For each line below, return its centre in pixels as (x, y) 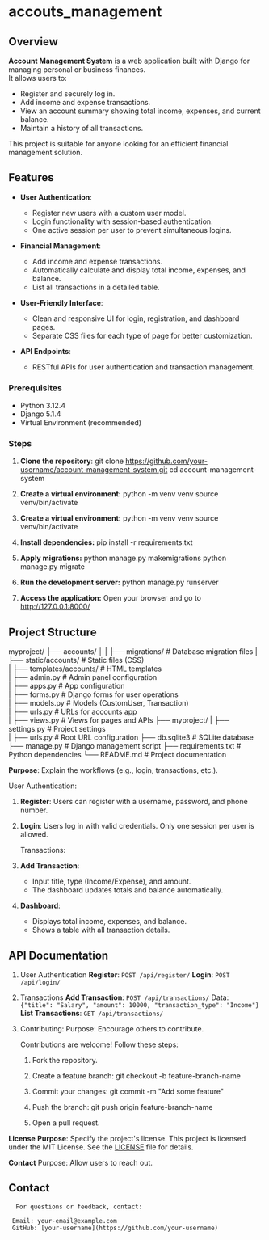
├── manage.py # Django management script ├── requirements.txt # (125, 746)
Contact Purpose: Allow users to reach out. (81, 1163)
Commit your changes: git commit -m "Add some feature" (128, 1092)
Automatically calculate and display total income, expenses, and (139, 270)
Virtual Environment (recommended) (81, 423)
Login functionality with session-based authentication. (122, 221)
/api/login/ (40, 983)
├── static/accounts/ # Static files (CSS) (76, 660)
